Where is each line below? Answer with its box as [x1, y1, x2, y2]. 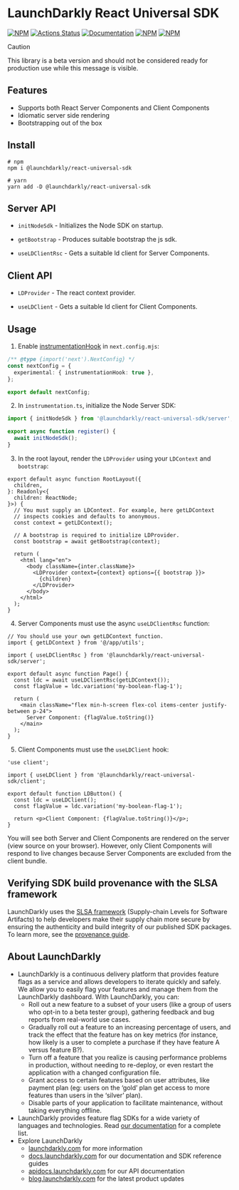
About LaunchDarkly [7, 950, 102, 963]
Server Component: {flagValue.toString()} [26, 714, 154, 721]
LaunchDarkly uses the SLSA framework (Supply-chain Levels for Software [7, 907, 228, 915]
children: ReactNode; [14, 494, 78, 501]
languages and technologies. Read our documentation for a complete [17, 1121, 221, 1129]
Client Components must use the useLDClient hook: [17, 745, 169, 754]
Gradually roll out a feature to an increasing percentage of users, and [28, 1022, 231, 1031]
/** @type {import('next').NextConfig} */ [7, 356, 135, 363]
